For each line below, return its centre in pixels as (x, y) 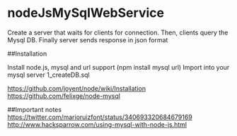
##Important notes (35, 109)
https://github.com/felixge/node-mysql (64, 96)
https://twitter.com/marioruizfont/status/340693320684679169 (100, 117)
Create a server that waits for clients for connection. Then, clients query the (118, 32)
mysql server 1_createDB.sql (48, 75)
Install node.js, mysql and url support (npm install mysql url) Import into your (118, 67)
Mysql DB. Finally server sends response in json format (88, 39)
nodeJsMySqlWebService (86, 13)
